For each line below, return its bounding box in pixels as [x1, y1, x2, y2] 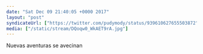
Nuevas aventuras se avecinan [6, 42, 83, 49]
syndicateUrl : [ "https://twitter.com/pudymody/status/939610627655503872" [6, 20, 199, 26]
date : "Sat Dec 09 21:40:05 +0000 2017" [6, 8, 110, 15]
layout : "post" [6, 14, 45, 20]
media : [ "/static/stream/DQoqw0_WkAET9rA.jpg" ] [6, 25, 129, 32]
